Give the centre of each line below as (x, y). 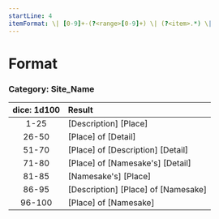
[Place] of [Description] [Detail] (128, 149)
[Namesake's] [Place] (109, 176)
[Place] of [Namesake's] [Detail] (130, 163)
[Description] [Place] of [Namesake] (137, 189)
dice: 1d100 (36, 109)
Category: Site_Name (52, 88)
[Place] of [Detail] (102, 136)
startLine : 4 (30, 16)
